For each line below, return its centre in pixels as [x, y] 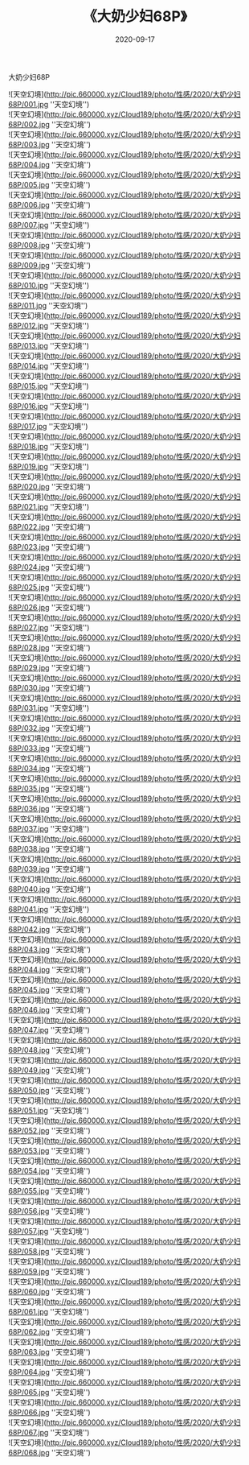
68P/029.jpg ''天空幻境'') [49, 667]
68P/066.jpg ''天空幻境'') [49, 1412]
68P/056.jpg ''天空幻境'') [49, 1211]
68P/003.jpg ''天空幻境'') [49, 144]
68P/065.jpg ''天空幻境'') [49, 1392]
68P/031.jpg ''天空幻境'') [49, 708]
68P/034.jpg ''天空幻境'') [49, 768]
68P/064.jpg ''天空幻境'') [49, 1372]
